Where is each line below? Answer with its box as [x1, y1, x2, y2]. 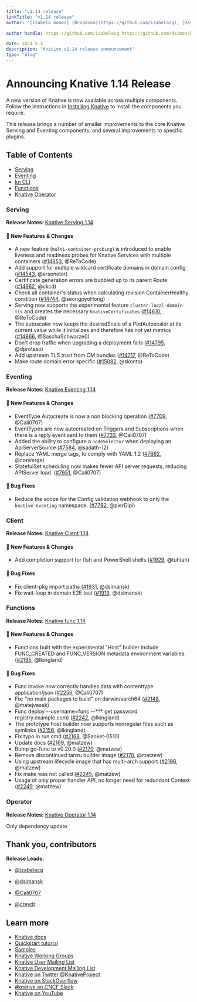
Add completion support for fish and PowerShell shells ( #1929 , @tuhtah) [14, 556, 189, 563]
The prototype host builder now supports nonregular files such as [14, 721, 174, 728]
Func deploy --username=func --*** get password [14, 708, 138, 715]
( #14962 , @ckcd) [14, 283, 57, 290]
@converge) [14, 456, 45, 463]
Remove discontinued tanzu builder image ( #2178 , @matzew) [14, 752, 163, 759]
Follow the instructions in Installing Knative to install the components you [6, 102, 182, 110]
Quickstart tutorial [14, 940, 59, 947]
